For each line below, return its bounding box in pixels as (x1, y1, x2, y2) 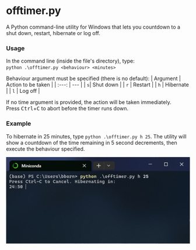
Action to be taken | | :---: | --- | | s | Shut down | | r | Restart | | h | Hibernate (6, 81, 190, 88)
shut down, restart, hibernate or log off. (6, 29, 100, 36)
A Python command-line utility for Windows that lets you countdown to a (6, 23, 181, 30)
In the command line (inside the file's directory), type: (6, 57, 135, 65)
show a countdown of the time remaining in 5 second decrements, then (6, 139, 178, 146)
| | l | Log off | (6, 88, 40, 95)
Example (6, 120, 32, 128)
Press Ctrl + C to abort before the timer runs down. (6, 105, 129, 112)
